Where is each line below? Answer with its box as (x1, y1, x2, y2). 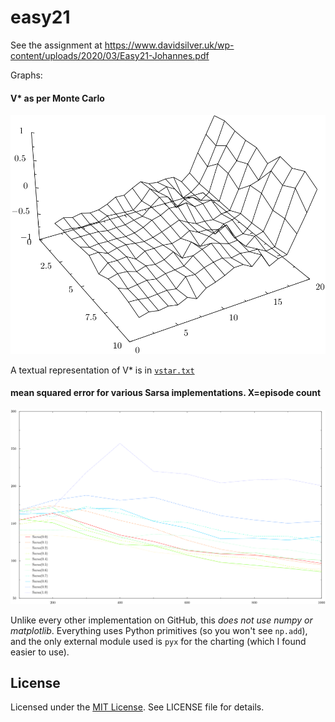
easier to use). (10, 646, 70, 658)
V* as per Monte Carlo (10, 92, 105, 104)
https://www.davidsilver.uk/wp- (104, 39, 235, 51)
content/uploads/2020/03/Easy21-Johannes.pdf (10, 49, 210, 61)
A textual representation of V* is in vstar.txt (10, 364, 195, 376)
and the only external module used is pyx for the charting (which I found (10, 635, 307, 647)
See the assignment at (10, 39, 103, 51)
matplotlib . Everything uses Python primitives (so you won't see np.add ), (10, 624, 308, 636)
